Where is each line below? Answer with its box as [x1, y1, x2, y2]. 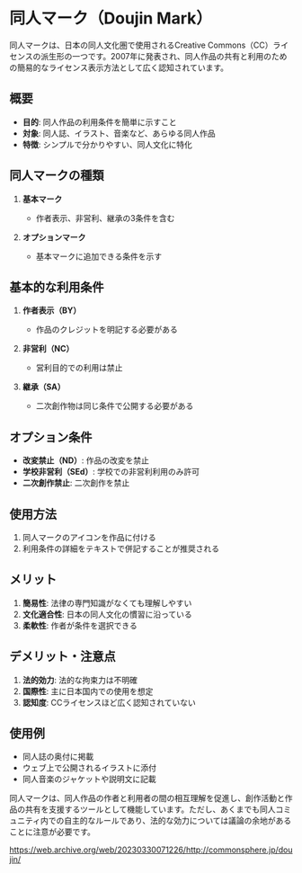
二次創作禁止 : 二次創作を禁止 [22, 477, 130, 488]
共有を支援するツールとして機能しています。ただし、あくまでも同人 [24, 804, 276, 815]
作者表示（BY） [22, 305, 82, 316]
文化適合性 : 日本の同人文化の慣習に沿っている [22, 609, 193, 619]
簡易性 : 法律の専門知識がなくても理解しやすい [22, 597, 192, 608]
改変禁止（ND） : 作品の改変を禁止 [22, 455, 150, 466]
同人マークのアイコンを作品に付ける [22, 532, 157, 542]
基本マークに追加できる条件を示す [35, 251, 163, 262]
